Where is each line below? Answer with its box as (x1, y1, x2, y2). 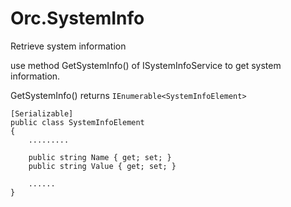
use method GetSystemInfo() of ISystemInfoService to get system (10, 59, 282, 71)
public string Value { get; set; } (28, 161, 177, 171)
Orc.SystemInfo (10, 7, 145, 30)
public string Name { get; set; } (28, 152, 172, 162)
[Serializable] (10, 108, 74, 119)
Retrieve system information (10, 40, 127, 52)
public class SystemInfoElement (10, 117, 145, 127)
